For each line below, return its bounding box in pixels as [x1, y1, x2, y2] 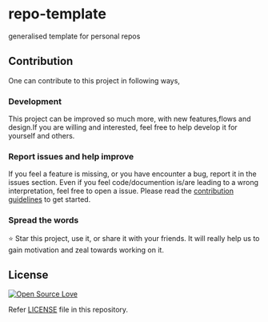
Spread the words [8, 215, 79, 226]
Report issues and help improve [8, 151, 134, 162]
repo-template [8, 5, 106, 23]
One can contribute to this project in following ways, [8, 75, 180, 85]
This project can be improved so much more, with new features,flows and [8, 114, 251, 124]
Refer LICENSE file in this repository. [8, 305, 129, 315]
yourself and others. [8, 131, 75, 141]
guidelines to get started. [8, 195, 91, 204]
